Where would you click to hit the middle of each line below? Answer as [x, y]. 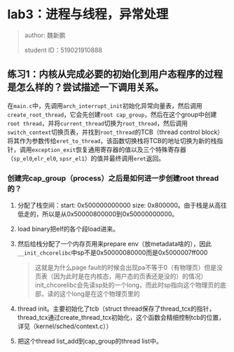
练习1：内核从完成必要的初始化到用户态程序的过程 [115, 74]
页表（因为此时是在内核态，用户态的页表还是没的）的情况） [121, 276]
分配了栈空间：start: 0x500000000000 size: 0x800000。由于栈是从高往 [122, 205]
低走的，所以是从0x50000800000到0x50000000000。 [98, 214]
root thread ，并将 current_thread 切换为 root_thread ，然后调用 [97, 123]
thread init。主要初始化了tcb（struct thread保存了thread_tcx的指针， [116, 309]
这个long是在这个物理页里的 [99, 294]
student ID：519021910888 [63, 50]
